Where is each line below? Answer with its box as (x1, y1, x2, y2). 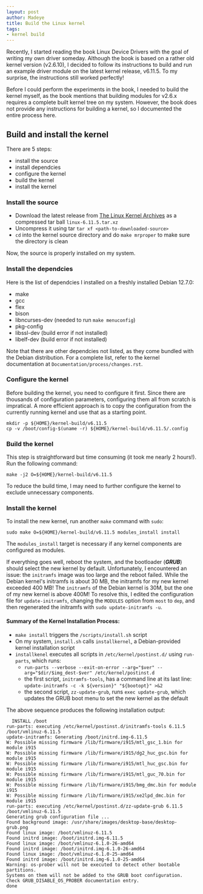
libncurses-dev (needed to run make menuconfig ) (15, 316, 136, 323)
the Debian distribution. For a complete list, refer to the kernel (6, 354, 160, 361)
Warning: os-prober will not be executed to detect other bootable (6, 861, 181, 868)
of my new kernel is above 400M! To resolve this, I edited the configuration (6, 591, 194, 598)
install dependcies (15, 163, 61, 171)
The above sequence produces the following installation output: (6, 706, 165, 713)
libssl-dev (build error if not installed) (15, 329, 108, 336)
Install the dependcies (6, 265, 73, 273)
